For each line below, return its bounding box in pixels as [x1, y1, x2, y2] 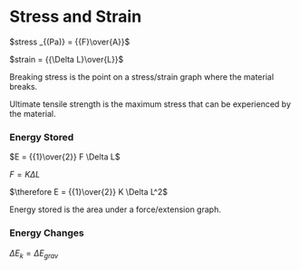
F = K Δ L [9, 169, 41, 180]
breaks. [9, 81, 38, 92]
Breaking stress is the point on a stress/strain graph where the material [9, 71, 275, 82]
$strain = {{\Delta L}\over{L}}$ [9, 53, 124, 64]
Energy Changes [9, 227, 84, 239]
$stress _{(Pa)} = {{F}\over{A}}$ [9, 36, 131, 47]
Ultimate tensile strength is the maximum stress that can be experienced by [9, 98, 292, 110]
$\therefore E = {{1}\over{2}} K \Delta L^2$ [9, 187, 168, 198]
